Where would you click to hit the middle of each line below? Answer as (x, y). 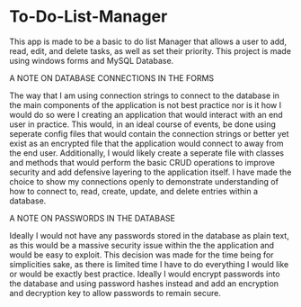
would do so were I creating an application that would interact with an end (146, 114)
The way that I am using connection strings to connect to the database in (145, 95)
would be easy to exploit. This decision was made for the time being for (142, 255)
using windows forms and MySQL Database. (92, 60)
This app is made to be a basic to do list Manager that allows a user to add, (148, 41)
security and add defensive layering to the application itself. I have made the (150, 172)
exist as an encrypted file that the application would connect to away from (146, 143)
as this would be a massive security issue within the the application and (142, 245)
